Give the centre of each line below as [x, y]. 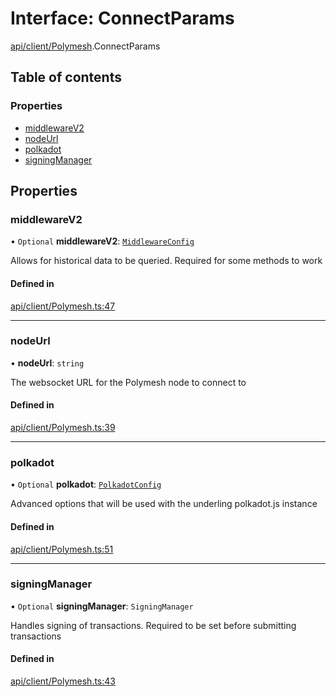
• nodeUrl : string [47, 363]
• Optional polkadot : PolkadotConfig [86, 484]
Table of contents [66, 77]
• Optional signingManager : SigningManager [102, 606]
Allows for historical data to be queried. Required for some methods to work [166, 261]
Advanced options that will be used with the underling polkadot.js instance [164, 504]
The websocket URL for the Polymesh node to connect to [128, 382]
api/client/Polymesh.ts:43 [63, 681]
